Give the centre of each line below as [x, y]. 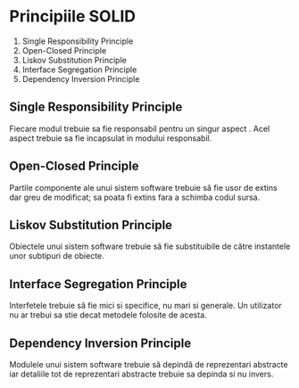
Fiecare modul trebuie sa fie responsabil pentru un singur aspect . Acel [140, 128]
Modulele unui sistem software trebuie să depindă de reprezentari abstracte [149, 364]
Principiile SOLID [73, 17]
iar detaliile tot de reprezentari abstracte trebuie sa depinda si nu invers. [141, 374]
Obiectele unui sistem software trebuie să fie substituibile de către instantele [150, 246]
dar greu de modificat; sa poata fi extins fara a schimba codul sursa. [135, 197]
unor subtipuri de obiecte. [57, 256]
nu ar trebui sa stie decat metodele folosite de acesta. [108, 315]
